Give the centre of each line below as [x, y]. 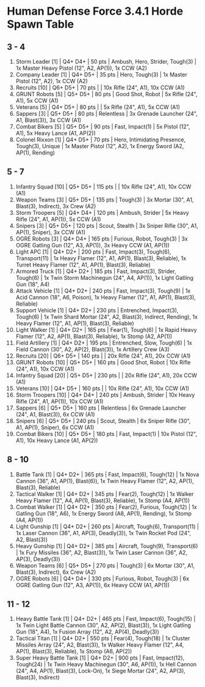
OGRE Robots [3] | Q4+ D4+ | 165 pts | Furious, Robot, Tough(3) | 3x [102, 238]
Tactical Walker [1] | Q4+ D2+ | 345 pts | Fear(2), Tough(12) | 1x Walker [105, 494]
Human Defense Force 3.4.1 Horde [95, 11]
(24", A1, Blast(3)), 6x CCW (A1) [55, 414]
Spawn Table [41, 24]
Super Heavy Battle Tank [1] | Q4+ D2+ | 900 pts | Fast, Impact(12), [100, 658]
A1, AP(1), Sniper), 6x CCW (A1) [55, 427]
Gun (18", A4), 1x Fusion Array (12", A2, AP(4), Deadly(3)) [87, 632]
